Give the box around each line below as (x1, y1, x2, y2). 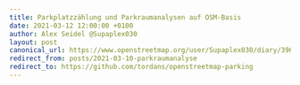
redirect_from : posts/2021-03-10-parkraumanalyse (9, 54, 198, 63)
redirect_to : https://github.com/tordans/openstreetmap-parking (9, 63, 254, 72)
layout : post (9, 37, 58, 47)
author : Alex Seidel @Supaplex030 (9, 29, 138, 38)
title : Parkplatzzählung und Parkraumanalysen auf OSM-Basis (9, 12, 242, 22)
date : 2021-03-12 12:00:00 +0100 (9, 21, 134, 30)
